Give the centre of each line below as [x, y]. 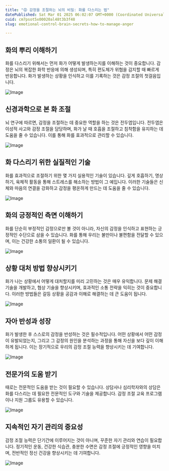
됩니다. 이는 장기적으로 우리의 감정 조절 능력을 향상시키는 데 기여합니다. [84, 347]
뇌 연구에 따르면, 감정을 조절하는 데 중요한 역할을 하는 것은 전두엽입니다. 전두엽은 [84, 122]
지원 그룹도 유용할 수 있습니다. [44, 400]
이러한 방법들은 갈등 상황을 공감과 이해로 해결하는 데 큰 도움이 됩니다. [79, 294]
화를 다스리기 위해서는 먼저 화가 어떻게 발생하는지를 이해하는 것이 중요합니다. [80, 63]
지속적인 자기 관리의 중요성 [44, 427]
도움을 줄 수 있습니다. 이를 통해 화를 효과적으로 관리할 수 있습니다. [70, 135]
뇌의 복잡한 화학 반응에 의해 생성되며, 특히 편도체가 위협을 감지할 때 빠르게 [87, 70]
